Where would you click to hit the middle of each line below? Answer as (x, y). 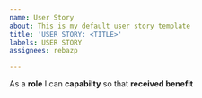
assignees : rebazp (44, 51)
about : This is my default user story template (100, 26)
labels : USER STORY (46, 42)
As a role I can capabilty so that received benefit (101, 84)
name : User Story (42, 17)
